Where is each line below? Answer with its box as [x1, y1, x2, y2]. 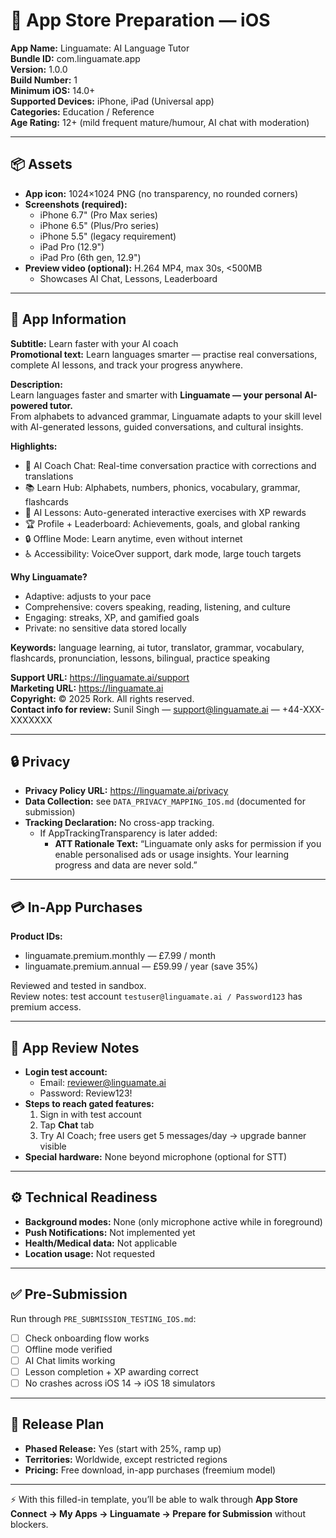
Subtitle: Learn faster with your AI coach [10, 337, 179, 349]
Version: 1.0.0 [10, 63, 68, 75]
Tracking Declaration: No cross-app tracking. [24, 817, 215, 829]
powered [10, 399, 48, 411]
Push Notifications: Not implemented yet [24, 1226, 196, 1238]
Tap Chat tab [39, 1119, 95, 1131]
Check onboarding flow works [24, 1332, 150, 1344]
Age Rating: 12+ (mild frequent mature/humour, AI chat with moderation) [10, 116, 310, 128]
